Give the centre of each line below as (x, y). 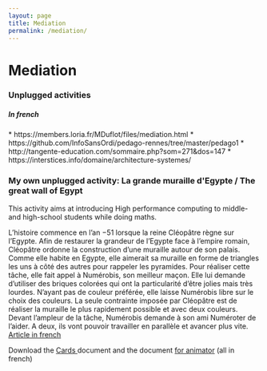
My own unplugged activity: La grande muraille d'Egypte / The (132, 181)
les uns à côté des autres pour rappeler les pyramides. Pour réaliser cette (129, 266)
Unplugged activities (50, 95)
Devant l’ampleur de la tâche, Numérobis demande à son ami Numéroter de (132, 317)
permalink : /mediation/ (48, 30)
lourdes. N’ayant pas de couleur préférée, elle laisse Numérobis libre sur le (131, 292)
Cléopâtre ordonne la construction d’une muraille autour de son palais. (124, 249)
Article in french (35, 334)
